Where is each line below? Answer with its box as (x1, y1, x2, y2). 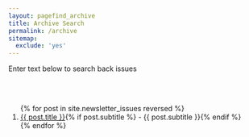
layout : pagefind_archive (8, 11, 95, 20)
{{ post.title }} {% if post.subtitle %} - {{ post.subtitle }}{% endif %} (19, 112, 242, 122)
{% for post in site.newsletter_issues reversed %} (19, 104, 185, 114)
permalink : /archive (8, 27, 78, 35)
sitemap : (8, 34, 38, 43)
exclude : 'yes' (15, 42, 67, 50)
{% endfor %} (19, 121, 67, 131)
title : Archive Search (8, 19, 85, 27)
